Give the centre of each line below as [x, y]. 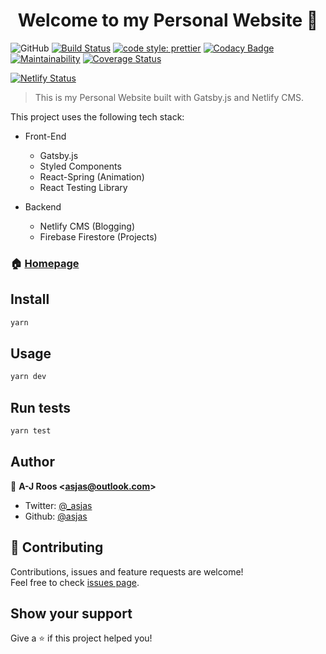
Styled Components [80, 166]
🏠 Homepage [45, 263]
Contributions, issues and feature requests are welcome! [127, 571]
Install [30, 299]
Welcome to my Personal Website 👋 [168, 20]
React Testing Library [83, 187]
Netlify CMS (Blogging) [87, 226]
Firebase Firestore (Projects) [98, 236]
